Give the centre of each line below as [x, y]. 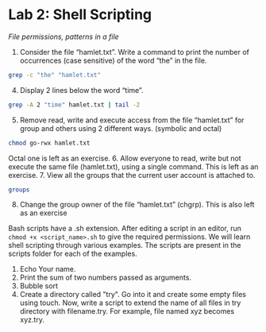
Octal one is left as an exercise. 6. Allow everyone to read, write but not [125, 158]
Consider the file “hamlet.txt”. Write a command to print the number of [135, 52]
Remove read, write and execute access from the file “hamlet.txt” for [132, 120]
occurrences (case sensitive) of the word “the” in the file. [113, 60]
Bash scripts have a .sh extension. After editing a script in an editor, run [125, 229]
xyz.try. [32, 320]
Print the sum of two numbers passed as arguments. [106, 278]
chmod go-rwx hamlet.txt [49, 143]
